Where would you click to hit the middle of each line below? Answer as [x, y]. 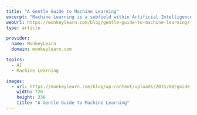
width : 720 [30, 92]
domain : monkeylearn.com [42, 49]
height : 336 [31, 97]
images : [16, 81]
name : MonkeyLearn [34, 44]
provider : [18, 39]
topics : [16, 60]
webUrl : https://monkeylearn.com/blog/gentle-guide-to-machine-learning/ [98, 22]
